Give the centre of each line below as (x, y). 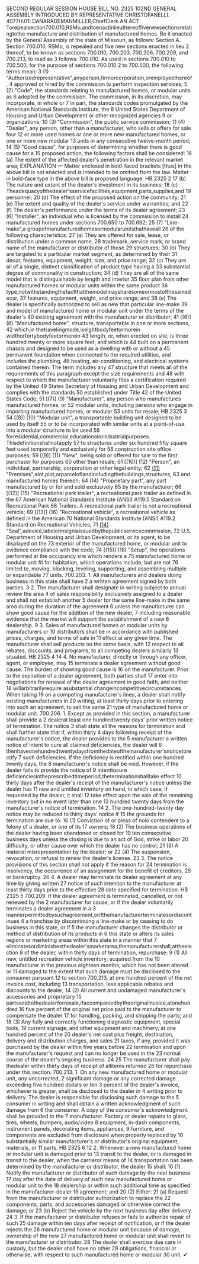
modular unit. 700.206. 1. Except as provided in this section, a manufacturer (98, 713)
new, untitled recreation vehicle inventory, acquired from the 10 (83, 959)
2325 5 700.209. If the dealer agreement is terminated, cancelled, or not (94, 896)
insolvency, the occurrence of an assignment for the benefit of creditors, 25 (99, 871)
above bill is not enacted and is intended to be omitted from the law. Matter (97, 172)
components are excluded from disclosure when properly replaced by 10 (95, 1135)
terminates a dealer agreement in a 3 (51, 908)
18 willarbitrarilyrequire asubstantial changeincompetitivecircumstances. (94, 688)
